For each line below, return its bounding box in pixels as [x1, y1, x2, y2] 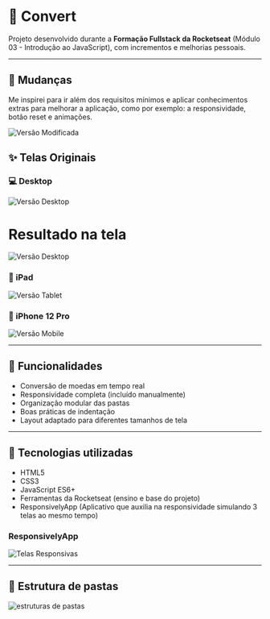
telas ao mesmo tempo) [19, 510, 99, 520]
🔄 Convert [8, 7, 77, 26]
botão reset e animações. [8, 112, 92, 122]
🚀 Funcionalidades [8, 359, 103, 373]
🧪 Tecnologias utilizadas [8, 447, 133, 460]
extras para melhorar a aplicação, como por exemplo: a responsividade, [8, 103, 247, 113]
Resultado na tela [8, 225, 127, 243]
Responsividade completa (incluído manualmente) [19, 389, 186, 399]
